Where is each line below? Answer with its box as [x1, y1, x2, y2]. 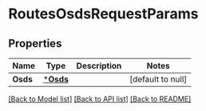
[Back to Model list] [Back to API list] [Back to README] [8, 94, 192, 104]
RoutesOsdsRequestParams [8, 5, 199, 23]
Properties [8, 37, 62, 50]
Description [76, 61, 122, 71]
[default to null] [129, 73, 188, 85]
